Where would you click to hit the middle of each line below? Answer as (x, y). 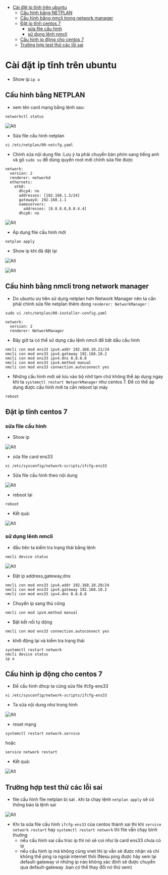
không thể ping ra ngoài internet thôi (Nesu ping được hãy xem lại (88, 857)
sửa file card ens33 (33, 457)
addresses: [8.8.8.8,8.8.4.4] (55, 209)
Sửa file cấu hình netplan (38, 135)
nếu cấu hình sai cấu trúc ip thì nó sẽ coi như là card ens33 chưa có (91, 841)
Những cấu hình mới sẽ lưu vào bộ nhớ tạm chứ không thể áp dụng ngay (88, 376)
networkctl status (24, 116)
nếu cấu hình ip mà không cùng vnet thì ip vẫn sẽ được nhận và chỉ (90, 851)
